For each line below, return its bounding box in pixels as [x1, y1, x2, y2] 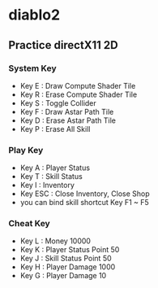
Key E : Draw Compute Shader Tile [19, 81, 136, 90]
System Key [8, 63, 57, 74]
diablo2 [8, 6, 61, 24]
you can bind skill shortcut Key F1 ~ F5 [19, 198, 150, 207]
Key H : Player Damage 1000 [19, 262, 116, 272]
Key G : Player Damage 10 [19, 271, 107, 281]
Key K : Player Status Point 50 [19, 245, 120, 255]
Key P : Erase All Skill [19, 124, 91, 133]
